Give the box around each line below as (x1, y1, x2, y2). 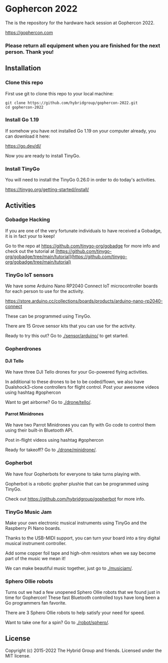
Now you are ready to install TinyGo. (5, 152, 81, 159)
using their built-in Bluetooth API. (5, 427, 74, 434)
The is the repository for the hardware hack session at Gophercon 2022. (5, 20, 155, 26)
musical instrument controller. (5, 540, 67, 547)
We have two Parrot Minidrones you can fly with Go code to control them (5, 422, 156, 428)
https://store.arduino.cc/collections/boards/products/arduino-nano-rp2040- (5, 298, 163, 304)
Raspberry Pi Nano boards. (5, 525, 61, 531)
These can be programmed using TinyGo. (5, 313, 91, 319)
